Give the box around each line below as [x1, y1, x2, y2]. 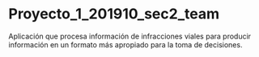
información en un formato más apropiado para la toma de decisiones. [8, 39, 243, 49]
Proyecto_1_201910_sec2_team [8, 5, 220, 23]
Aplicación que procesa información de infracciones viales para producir [8, 31, 252, 41]
